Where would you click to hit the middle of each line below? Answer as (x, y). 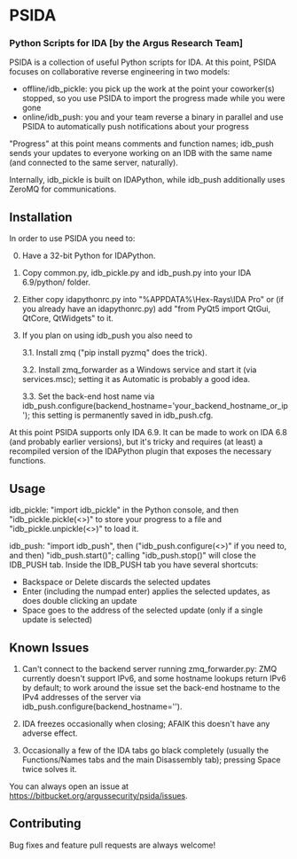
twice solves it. (49, 769)
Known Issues (49, 648)
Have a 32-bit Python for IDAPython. (89, 256)
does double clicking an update (79, 601)
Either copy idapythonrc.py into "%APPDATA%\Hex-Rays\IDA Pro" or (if (153, 300)
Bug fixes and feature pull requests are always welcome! (113, 845)
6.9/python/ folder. (56, 282)
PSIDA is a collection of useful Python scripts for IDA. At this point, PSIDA (143, 62)
